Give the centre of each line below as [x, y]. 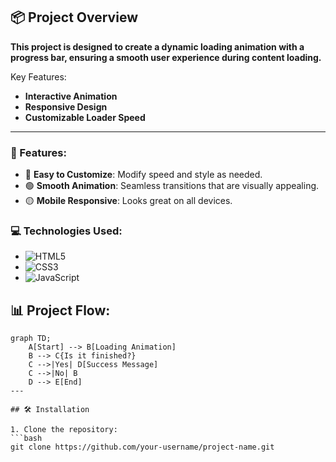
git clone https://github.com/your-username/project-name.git [142, 447]
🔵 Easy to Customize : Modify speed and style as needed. [143, 175]
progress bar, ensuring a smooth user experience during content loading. [166, 57]
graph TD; [31, 339]
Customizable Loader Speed [85, 117]
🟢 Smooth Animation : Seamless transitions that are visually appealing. [172, 186]
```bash [26, 439]
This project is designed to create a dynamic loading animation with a [157, 46]
